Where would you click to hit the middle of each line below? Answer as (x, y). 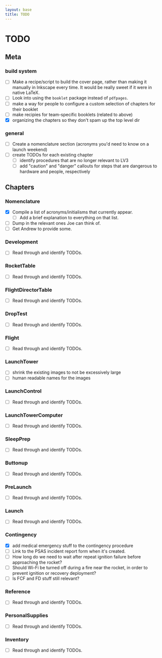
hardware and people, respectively (55, 172)
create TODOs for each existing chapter (53, 155)
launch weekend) (30, 150)
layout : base (18, 10)
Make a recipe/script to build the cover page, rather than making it (79, 82)
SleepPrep (18, 439)
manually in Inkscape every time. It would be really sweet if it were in (82, 88)
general (15, 133)
